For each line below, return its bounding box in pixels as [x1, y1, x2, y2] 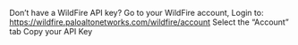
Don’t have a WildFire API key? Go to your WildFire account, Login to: [9, 8, 264, 18]
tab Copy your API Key [9, 26, 93, 36]
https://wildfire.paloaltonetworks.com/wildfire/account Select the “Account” [9, 17, 289, 27]
